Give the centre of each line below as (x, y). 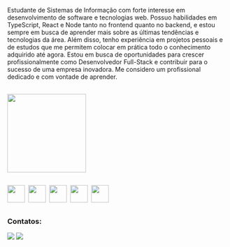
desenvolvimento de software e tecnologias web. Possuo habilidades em (112, 17)
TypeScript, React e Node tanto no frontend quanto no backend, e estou (111, 25)
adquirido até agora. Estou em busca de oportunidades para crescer (106, 54)
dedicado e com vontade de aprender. (62, 77)
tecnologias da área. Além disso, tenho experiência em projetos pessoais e (115, 40)
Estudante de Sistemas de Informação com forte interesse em (96, 10)
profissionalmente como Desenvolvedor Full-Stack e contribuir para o (108, 62)
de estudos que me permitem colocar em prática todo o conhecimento (109, 47)
